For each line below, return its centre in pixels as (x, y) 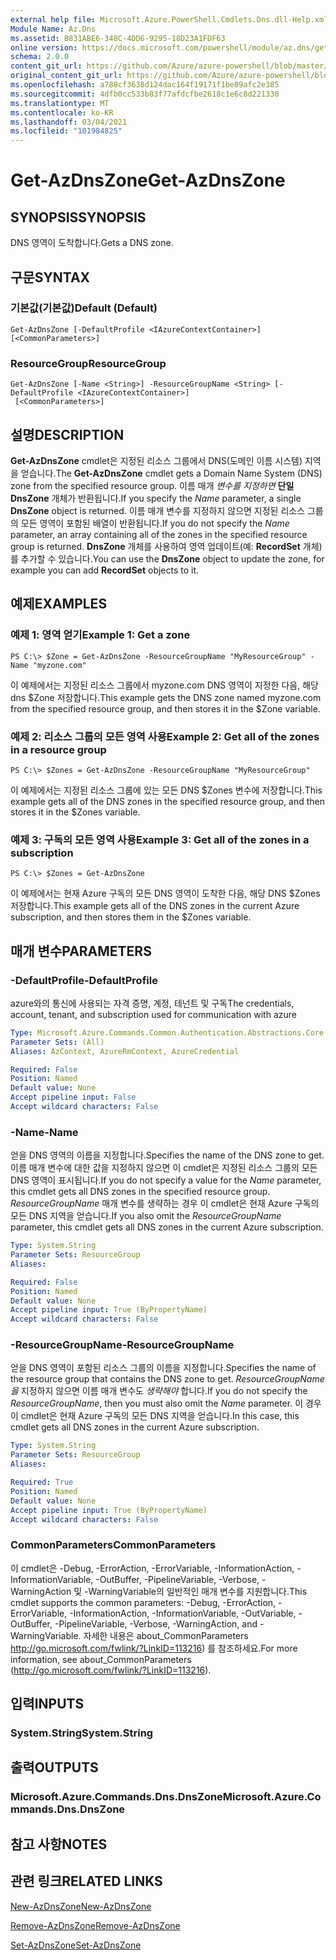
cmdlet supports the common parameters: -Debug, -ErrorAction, (143, 1602)
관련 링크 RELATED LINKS (86, 1881)
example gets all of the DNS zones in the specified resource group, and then (167, 801)
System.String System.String (82, 1733)
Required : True (42, 1482)
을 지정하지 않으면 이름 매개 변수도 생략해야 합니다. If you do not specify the (159, 1391)
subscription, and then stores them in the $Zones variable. (131, 917)
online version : (44, 47)
